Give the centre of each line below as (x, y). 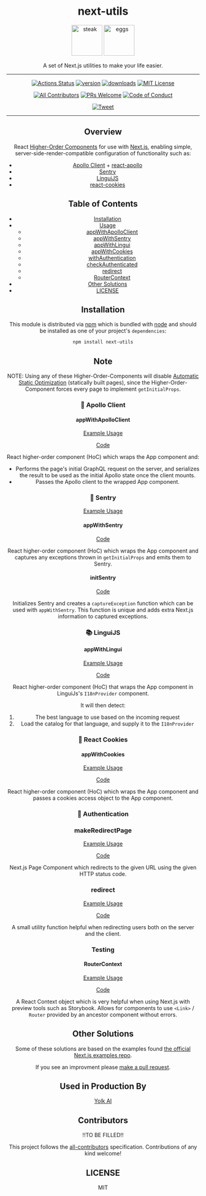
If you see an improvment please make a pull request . (103, 1067)
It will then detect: (103, 705)
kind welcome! (103, 1154)
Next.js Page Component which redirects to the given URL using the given (103, 868)
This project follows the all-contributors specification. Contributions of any (103, 1147)
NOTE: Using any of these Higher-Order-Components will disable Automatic (103, 376)
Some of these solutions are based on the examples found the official (103, 1048)
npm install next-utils (103, 342)
